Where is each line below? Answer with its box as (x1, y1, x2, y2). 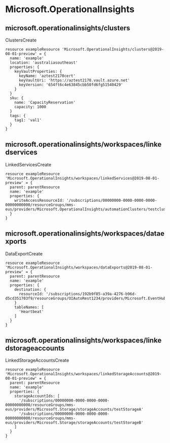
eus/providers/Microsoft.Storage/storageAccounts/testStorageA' (5, 407, 144, 412)
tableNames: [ (14, 304, 44, 309)
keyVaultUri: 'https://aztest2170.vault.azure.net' (18, 78, 130, 83)
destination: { (14, 287, 47, 292)
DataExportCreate (5, 250, 43, 256)
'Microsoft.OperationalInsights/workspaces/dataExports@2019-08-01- (5, 264, 153, 270)
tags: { (10, 113, 26, 118)
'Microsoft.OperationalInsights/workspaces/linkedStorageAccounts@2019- (5, 372, 162, 377)
